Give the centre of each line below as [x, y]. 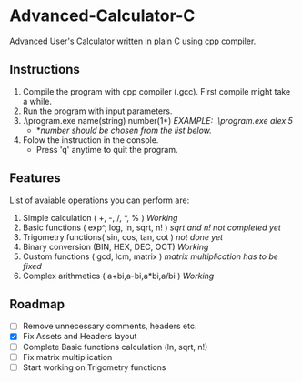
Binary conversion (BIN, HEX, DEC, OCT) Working [116, 246]
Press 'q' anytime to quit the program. [107, 149]
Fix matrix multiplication [67, 357]
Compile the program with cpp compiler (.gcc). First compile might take [156, 91]
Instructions [45, 70]
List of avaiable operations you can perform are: [100, 200]
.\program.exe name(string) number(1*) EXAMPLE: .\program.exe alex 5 [157, 120]
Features [35, 178]
